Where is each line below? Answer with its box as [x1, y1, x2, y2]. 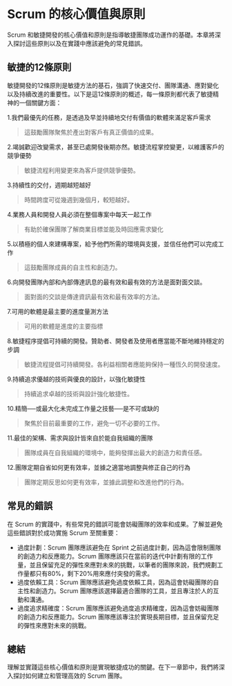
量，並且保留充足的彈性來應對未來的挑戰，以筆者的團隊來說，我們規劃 [17, 561, 217, 569]
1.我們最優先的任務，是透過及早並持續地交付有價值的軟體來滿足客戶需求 [7, 113, 211, 121]
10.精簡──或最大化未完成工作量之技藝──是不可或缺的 [7, 404, 159, 412]
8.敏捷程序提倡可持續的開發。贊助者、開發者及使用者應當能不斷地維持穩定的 [7, 337, 224, 345]
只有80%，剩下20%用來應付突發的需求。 [35, 569, 154, 577]
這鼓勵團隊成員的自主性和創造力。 [23, 263, 122, 271]
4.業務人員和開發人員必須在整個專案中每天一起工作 [7, 210, 152, 218]
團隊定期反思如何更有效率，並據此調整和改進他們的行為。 [23, 477, 188, 486]
